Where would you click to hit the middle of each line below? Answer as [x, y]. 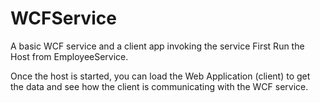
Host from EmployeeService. [69, 56]
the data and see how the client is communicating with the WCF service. [159, 86]
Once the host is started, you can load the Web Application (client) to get [160, 76]
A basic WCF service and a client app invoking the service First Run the [157, 46]
